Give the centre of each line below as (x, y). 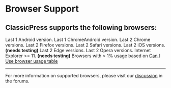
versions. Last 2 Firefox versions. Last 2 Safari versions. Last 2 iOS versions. (85, 45)
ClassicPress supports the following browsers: (81, 28)
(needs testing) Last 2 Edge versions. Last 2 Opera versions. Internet (78, 50)
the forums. (17, 81)
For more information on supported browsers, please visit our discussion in (84, 76)
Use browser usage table (32, 61)
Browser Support (42, 9)
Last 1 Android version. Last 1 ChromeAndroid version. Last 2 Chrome (78, 39)
